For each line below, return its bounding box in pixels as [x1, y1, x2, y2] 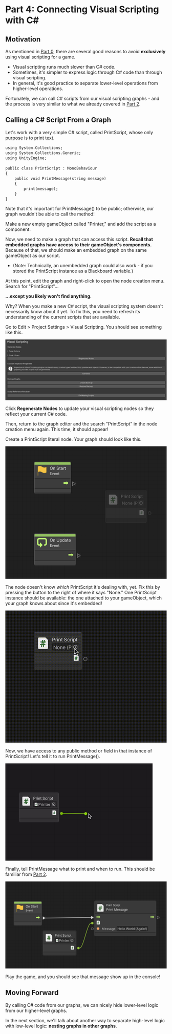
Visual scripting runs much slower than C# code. [12, 64, 116, 70]
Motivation [5, 35, 41, 44]
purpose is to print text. [5, 135, 55, 141]
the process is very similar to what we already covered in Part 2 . [5, 101, 141, 107]
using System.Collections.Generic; [5, 150, 81, 156]
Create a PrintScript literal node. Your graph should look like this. [5, 436, 142, 442]
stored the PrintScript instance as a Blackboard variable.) [12, 268, 134, 274]
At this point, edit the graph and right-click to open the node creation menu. [5, 277, 165, 284]
